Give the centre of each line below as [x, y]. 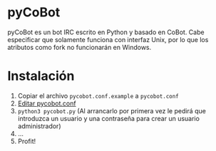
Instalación [41, 76]
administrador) [39, 126]
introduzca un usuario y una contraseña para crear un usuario [108, 118]
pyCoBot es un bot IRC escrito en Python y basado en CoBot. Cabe [106, 32]
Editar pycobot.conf [47, 103]
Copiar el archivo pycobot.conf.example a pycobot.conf [98, 95]
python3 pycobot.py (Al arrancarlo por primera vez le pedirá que [112, 110]
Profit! [27, 141]
